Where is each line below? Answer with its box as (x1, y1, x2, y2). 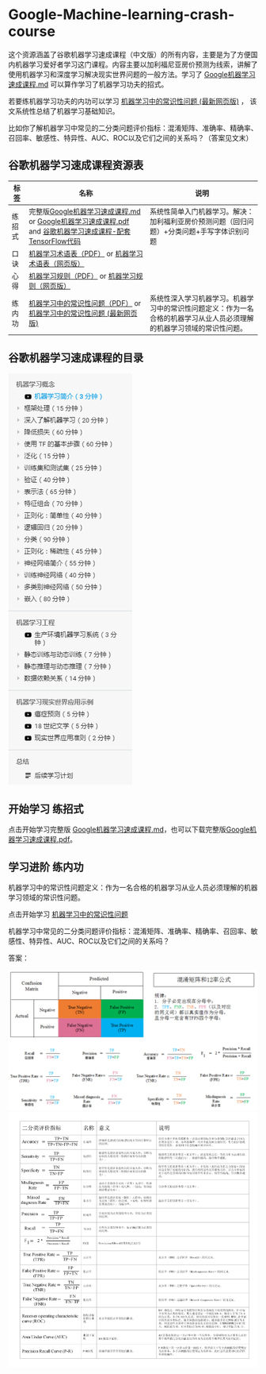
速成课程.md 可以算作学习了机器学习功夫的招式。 (8, 79, 169, 89)
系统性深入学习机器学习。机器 (149, 294, 247, 303)
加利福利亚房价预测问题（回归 (149, 216, 247, 226)
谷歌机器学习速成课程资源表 (8, 159, 144, 172)
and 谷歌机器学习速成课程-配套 (28, 226, 131, 236)
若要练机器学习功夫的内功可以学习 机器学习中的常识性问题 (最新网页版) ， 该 (8, 96, 257, 106)
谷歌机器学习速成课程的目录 (8, 351, 144, 365)
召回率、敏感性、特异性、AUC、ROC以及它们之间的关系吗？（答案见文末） (8, 133, 253, 142)
